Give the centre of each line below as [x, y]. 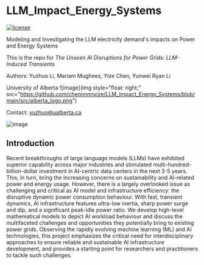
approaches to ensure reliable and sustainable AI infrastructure [85, 242]
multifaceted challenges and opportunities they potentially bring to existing [100, 222]
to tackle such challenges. [39, 255]
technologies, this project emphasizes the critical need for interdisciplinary [100, 236]
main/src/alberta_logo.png [40, 101]
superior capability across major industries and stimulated [79, 164]
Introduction [30, 143]
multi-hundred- [172, 164]
